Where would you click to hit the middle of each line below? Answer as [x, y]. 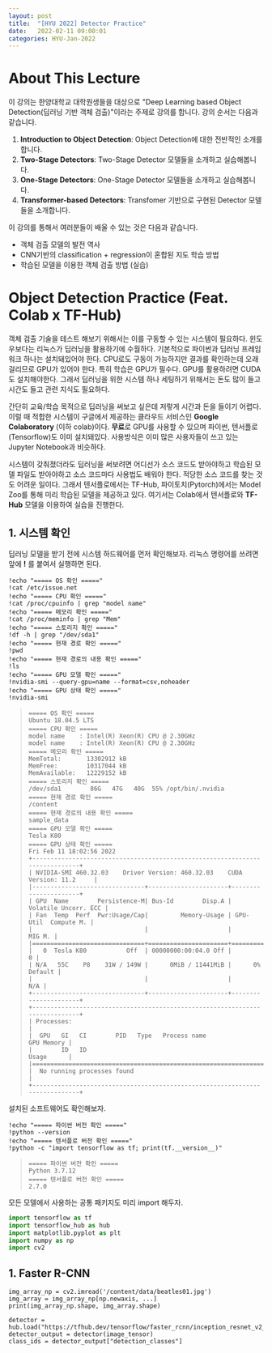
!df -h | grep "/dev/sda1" [54, 635]
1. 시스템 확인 [39, 532]
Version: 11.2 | [63, 879]
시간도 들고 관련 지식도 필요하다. [59, 389]
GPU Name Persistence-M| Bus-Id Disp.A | [134, 901]
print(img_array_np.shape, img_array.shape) [85, 1306]
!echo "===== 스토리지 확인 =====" [63, 628]
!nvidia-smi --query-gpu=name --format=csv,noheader [99, 682]
